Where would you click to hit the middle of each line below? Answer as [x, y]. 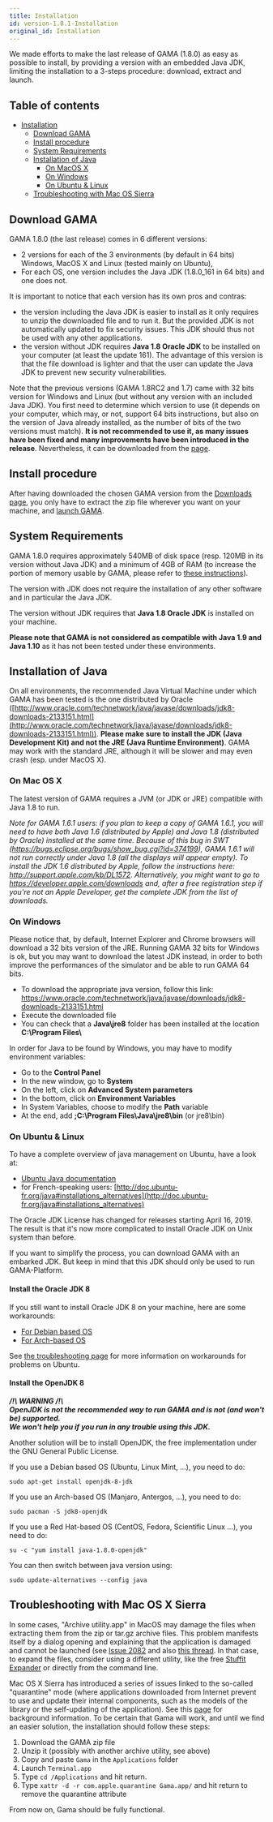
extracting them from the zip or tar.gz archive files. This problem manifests [134, 1633]
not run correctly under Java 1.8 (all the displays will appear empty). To [129, 857]
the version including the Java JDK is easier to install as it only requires [140, 312]
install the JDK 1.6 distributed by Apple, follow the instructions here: [122, 866]
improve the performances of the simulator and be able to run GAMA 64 [129, 965]
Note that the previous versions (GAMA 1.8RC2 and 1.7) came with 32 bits [132, 388]
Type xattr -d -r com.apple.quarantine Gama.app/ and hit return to [134, 1785]
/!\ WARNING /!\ [36, 1401]
